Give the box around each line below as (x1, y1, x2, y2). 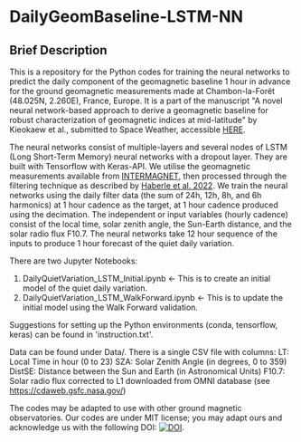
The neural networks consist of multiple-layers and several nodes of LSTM (9, 142, 287, 152)
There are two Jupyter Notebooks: (9, 255, 138, 266)
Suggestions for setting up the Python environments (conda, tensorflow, (9, 320, 278, 330)
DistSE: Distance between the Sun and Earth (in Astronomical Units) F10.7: (9, 366, 286, 377)
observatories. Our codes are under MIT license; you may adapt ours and (9, 412, 283, 423)
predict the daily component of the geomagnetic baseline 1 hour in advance (9, 76, 291, 87)
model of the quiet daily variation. (22, 283, 147, 293)
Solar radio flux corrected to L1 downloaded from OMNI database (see (9, 376, 271, 386)
